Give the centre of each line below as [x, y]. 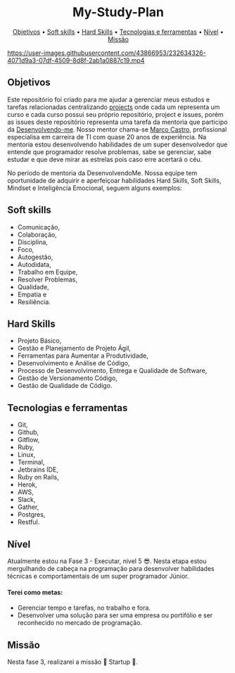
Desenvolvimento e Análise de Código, [74, 363]
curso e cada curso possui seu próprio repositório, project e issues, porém [115, 114]
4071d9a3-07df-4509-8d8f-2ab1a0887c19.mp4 [76, 60]
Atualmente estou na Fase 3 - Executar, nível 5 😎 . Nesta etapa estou [107, 561]
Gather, [28, 507]
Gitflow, [28, 440]
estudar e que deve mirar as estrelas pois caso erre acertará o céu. [105, 159]
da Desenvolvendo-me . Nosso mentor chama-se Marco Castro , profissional [117, 129]
